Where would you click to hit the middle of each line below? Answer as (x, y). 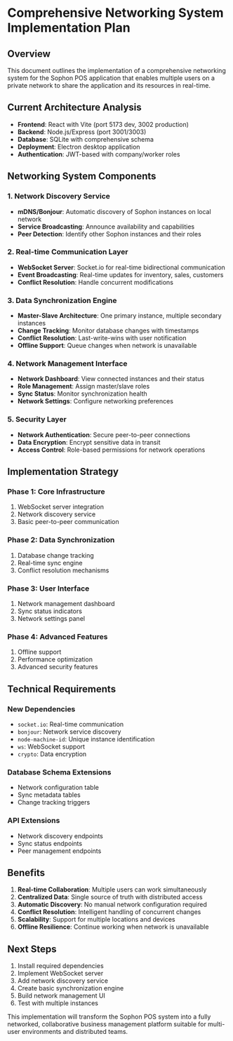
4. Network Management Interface (67, 364)
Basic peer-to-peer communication (68, 522)
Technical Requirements (62, 689)
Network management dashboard (66, 603)
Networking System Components (82, 176)
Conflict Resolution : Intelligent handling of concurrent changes (109, 912)
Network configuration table (58, 788)
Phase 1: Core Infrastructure (56, 491)
